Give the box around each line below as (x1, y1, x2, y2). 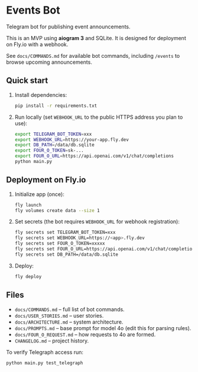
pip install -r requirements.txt (14, 103, 98, 109)
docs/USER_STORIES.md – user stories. (14, 312, 104, 319)
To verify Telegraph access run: (6, 348, 84, 355)
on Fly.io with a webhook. (6, 41, 69, 48)
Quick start (6, 76, 48, 86)
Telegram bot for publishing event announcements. (6, 23, 131, 30)
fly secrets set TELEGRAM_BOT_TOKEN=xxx (14, 230, 116, 236)
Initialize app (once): (14, 190, 65, 198)
